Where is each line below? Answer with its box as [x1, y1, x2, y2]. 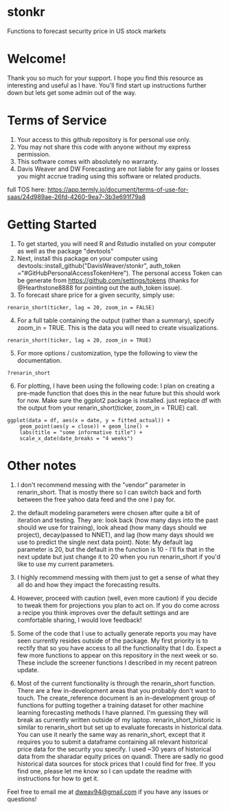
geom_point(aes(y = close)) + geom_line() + [19, 423, 149, 430]
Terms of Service [7, 113, 107, 128]
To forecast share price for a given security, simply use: [16, 291, 175, 299]
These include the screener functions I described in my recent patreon [16, 658, 218, 667]
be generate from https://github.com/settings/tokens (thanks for [16, 276, 199, 284]
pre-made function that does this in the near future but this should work [16, 388, 220, 397]
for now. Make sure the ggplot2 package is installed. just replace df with [16, 396, 221, 404]
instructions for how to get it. [16, 774, 100, 782]
